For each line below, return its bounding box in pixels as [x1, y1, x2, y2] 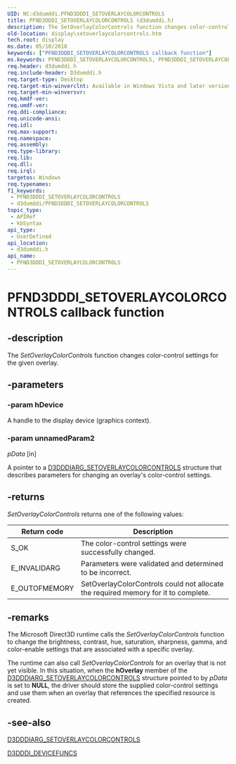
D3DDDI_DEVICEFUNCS [7, 749, 77, 758]
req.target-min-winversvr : [7, 89, 86, 96]
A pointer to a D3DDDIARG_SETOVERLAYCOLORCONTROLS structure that [7, 463, 222, 472]
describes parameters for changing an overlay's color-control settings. [7, 470, 212, 479]
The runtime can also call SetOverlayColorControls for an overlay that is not [7, 659, 226, 668]
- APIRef [10, 213, 37, 220]
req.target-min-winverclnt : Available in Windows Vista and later [7, 82, 206, 89]
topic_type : [7, 207, 42, 214]
